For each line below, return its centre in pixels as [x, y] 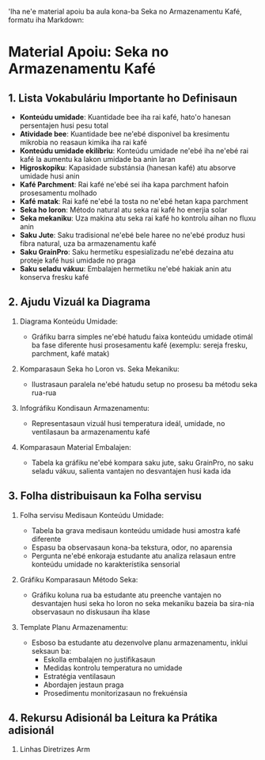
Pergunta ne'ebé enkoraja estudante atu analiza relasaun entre [133, 555]
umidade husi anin [49, 176]
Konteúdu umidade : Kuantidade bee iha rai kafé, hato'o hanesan [125, 117]
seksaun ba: [51, 651]
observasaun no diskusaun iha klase [91, 612]
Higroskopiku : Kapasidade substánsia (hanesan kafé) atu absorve [127, 167]
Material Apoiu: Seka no [89, 52]
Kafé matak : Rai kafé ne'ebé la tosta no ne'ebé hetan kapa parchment [134, 201]
